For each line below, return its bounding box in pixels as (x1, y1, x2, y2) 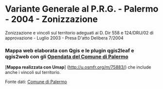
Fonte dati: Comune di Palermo (5, 79, 67, 85)
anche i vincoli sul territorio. (5, 70, 61, 75)
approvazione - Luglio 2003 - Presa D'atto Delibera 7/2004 (5, 35, 124, 41)
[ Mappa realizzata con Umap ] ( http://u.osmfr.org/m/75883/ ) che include (5, 64, 151, 70)
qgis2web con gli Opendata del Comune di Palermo (5, 53, 128, 60)
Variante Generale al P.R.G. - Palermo (5, 3, 159, 15)
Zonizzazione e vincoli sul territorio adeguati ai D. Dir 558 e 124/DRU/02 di (5, 30, 154, 36)
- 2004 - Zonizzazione (5, 14, 98, 25)
